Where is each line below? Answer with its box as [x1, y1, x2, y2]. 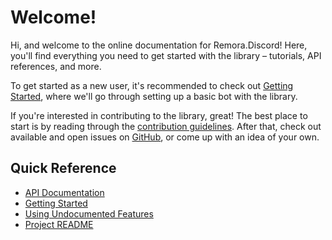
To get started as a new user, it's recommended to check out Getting [10, 79, 294, 91]
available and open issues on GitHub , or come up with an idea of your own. [10, 131, 320, 143]
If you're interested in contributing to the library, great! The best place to [10, 109, 308, 121]
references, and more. [10, 60, 102, 72]
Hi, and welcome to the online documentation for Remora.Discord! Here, [10, 39, 308, 51]
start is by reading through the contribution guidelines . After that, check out [10, 120, 322, 132]
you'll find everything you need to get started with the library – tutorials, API [10, 49, 322, 61]
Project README [24, 218, 94, 230]
